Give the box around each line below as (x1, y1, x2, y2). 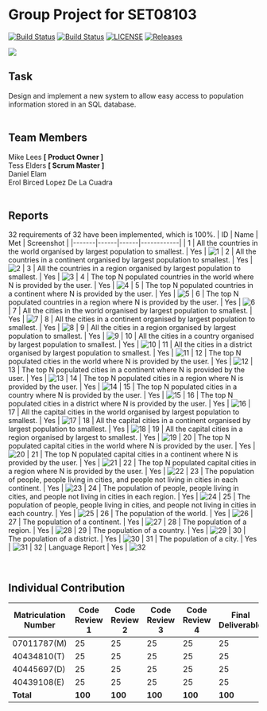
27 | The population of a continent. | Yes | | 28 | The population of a (8, 517, 247, 526)
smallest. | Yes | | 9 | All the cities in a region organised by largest (8, 323, 237, 332)
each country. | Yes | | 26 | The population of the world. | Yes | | (8, 509, 253, 519)
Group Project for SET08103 (8, 6, 197, 24)
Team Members (8, 131, 87, 145)
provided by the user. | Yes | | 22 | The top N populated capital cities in (8, 458, 257, 468)
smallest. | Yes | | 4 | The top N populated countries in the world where (8, 272, 254, 282)
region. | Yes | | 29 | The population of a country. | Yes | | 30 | (8, 526, 246, 535)
